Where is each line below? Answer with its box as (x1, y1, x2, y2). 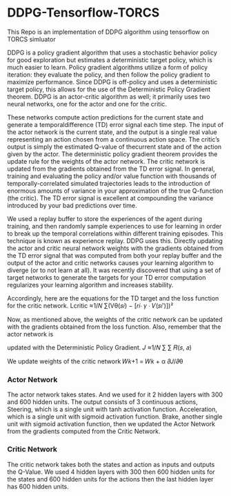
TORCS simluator (7, 35, 57, 43)
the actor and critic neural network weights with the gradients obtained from (7, 244, 224, 252)
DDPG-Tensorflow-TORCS (7, 5, 160, 21)
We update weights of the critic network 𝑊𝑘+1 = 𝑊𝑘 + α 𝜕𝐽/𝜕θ (7, 357, 183, 365)
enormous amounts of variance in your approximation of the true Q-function (7, 187, 223, 195)
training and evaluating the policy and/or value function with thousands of (7, 171, 217, 180)
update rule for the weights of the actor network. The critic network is (7, 157, 205, 165)
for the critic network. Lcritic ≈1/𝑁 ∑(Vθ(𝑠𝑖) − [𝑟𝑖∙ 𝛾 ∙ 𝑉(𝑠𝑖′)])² (7, 301, 174, 309)
